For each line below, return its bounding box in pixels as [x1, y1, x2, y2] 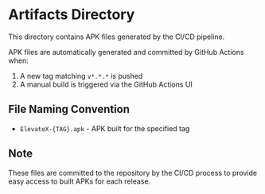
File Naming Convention [8, 103, 130, 116]
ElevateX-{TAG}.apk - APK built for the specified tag [19, 123, 190, 133]
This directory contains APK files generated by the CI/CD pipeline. [8, 32, 225, 41]
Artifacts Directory [8, 6, 135, 24]
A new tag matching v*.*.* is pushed [19, 71, 143, 80]
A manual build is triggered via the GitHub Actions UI [19, 80, 193, 89]
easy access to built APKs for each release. [8, 177, 151, 186]
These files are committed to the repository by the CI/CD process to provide [8, 168, 257, 177]
